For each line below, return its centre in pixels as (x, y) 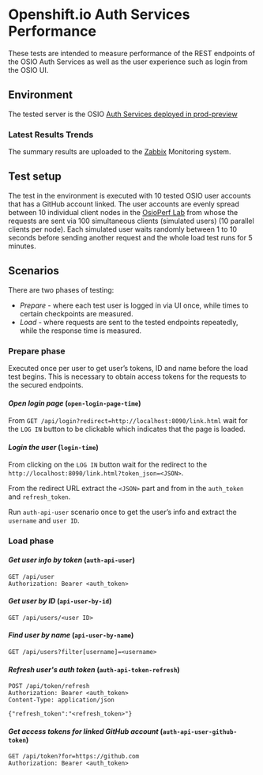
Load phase (31, 541)
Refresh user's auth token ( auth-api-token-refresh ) (94, 669)
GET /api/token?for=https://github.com (74, 757)
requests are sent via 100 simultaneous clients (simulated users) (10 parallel (131, 221)
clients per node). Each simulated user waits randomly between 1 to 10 (123, 229)
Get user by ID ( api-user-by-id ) (60, 601)
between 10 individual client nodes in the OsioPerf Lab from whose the (123, 212)
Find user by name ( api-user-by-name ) (71, 635)
